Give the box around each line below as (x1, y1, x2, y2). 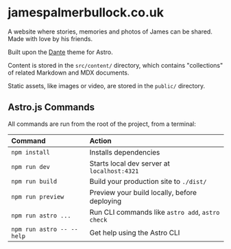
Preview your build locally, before (89, 187, 197, 197)
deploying (89, 196, 122, 206)
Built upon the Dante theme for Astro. (8, 48, 113, 56)
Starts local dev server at (89, 159, 170, 168)
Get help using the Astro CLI (89, 228, 180, 237)
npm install (11, 148, 51, 156)
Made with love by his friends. (8, 34, 93, 42)
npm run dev (11, 163, 51, 170)
